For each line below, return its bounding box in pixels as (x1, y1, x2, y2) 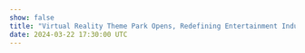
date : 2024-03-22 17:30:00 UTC (9, 30, 128, 39)
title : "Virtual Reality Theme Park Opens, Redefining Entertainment (9, 22, 279, 31)
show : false (9, 13, 54, 22)
